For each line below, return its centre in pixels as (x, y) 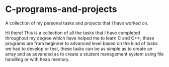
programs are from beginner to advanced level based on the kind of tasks (81, 43)
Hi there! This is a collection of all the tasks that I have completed (73, 32)
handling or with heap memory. (37, 59)
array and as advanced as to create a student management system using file (84, 54)
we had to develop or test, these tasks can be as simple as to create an (79, 48)
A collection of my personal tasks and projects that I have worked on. (77, 23)
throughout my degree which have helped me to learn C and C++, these (80, 38)
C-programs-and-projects (61, 9)
